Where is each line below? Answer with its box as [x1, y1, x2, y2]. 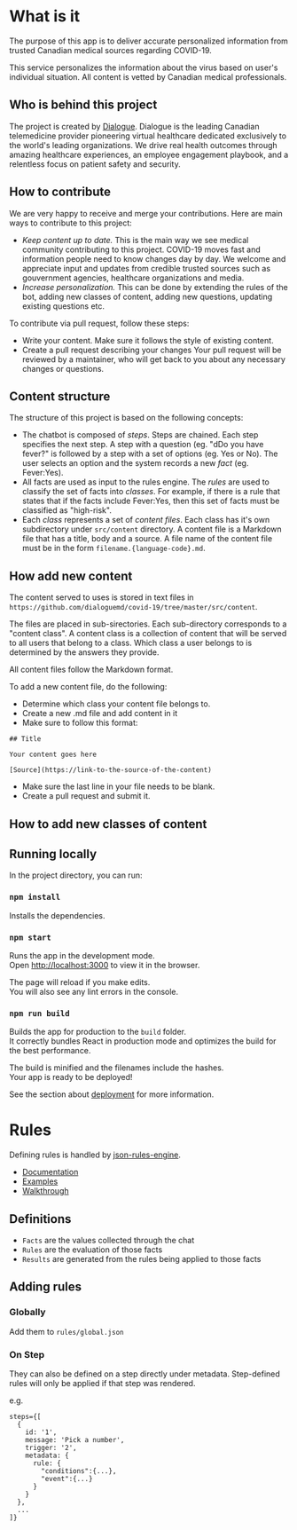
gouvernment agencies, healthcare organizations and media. [21, 272, 245, 283]
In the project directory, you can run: [9, 870, 143, 880]
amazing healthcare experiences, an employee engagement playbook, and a [9, 149, 289, 160]
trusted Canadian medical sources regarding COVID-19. [9, 44, 213, 55]
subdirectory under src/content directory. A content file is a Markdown [21, 524, 282, 534]
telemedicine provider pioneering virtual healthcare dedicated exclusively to [9, 130, 286, 141]
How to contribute [9, 185, 112, 200]
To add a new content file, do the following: [9, 682, 168, 692]
